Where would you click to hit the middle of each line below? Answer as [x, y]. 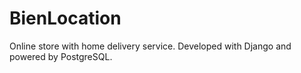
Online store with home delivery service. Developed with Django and [150, 46]
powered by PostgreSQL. [61, 56]
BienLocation [65, 18]
